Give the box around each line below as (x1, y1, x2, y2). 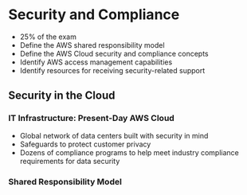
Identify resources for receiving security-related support (19, 65, 206, 75)
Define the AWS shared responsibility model (19, 40, 165, 49)
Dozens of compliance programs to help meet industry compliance (19, 147, 239, 157)
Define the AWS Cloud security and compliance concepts (19, 49, 209, 58)
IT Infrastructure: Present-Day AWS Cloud (8, 113, 175, 124)
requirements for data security (19, 156, 120, 166)
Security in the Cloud (8, 89, 116, 103)
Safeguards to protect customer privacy (19, 139, 151, 149)
